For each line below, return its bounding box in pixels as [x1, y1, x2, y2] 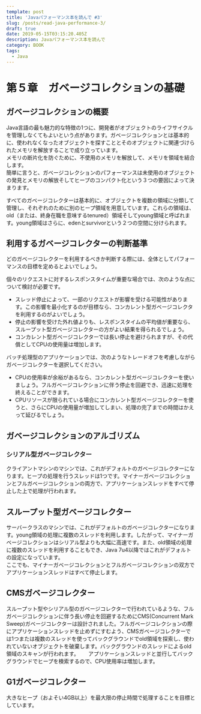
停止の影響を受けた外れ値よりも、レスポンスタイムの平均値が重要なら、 [14, 319, 194, 326]
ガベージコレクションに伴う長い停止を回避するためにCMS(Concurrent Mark [6, 613, 194, 620]
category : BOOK [6, 43, 44, 49]
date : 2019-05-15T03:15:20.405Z [6, 31, 87, 37]
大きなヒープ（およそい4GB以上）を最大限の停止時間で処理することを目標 [6, 694, 190, 701]
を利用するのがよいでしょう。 [14, 311, 88, 318]
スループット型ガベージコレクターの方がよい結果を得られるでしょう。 [14, 326, 188, 333]
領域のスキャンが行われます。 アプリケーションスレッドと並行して [6, 650, 178, 657]
